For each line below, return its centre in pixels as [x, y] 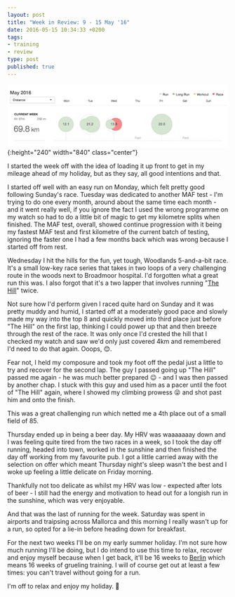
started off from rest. [38, 247]
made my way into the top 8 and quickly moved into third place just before [115, 319]
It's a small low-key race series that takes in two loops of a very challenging [117, 268]
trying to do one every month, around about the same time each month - [112, 202]
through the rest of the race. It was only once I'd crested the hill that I [107, 333]
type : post [23, 60]
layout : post [26, 15]
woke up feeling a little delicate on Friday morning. [80, 472]
